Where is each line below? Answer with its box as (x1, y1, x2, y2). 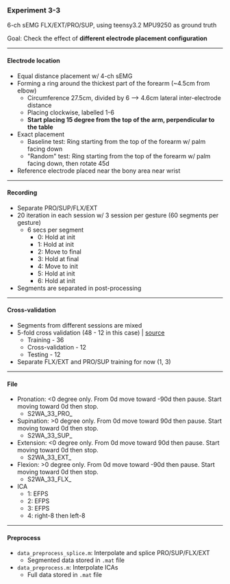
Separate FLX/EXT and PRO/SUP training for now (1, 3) (16, 357, 171, 365)
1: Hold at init (37, 240, 74, 248)
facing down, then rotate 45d (27, 159, 110, 167)
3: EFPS (27, 504, 50, 513)
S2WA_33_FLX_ (27, 475, 72, 483)
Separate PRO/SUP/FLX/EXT (16, 204, 98, 212)
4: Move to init (37, 262, 79, 270)
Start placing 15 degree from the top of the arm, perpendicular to (27, 115, 215, 123)
